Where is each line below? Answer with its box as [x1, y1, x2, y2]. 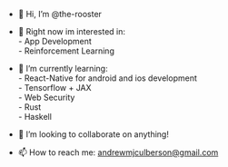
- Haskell [17, 112, 53, 122]
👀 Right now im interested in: [17, 26, 125, 36]
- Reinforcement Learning [17, 45, 115, 56]
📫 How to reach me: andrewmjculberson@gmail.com [17, 147, 219, 158]
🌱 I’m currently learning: [17, 64, 108, 74]
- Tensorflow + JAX [17, 83, 93, 93]
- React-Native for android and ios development [17, 73, 197, 83]
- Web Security [17, 92, 75, 103]
